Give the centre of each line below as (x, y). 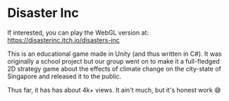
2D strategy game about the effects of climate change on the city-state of (114, 69)
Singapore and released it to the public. (64, 76)
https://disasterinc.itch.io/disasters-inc (63, 40)
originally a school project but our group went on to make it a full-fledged (113, 61)
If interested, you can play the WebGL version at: (78, 32)
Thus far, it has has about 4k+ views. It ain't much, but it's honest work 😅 (114, 90)
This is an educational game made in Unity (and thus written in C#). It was (114, 54)
